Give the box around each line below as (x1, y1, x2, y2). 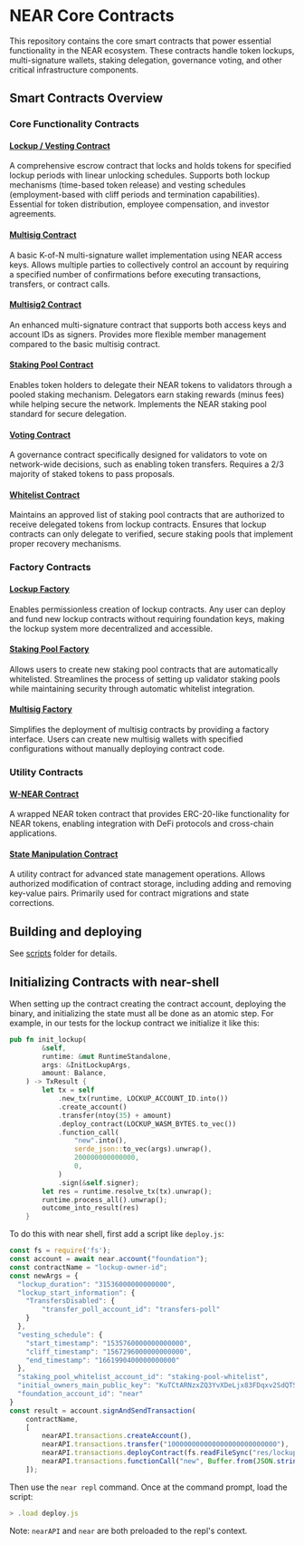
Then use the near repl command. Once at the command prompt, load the (9, 1482, 288, 1492)
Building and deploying (9, 924, 142, 939)
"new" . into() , (73, 1136, 128, 1145)
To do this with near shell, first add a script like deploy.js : (9, 1229, 224, 1239)
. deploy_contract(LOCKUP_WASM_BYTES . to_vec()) (57, 1119, 237, 1129)
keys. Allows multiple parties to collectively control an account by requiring (9, 259, 290, 270)
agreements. (9, 209, 57, 219)
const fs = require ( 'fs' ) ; (9, 1246, 111, 1256)
